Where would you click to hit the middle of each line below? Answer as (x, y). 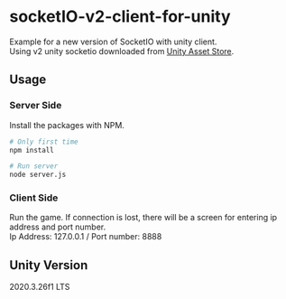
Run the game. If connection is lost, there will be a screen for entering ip (143, 218)
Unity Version (49, 265)
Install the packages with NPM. (67, 125)
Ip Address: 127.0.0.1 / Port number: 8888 (86, 237)
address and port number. (58, 227)
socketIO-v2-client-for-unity (120, 17)
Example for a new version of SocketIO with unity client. (113, 42)
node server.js (38, 175)
